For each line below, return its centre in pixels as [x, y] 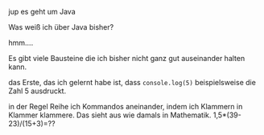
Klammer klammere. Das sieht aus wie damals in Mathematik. [110, 115]
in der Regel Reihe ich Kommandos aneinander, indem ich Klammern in [126, 106]
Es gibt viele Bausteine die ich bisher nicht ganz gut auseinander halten [127, 58]
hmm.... [21, 43]
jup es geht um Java [42, 12]
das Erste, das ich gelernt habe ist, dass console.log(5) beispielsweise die [132, 82]
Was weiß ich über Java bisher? [61, 27]
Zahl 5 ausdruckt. [37, 91]
